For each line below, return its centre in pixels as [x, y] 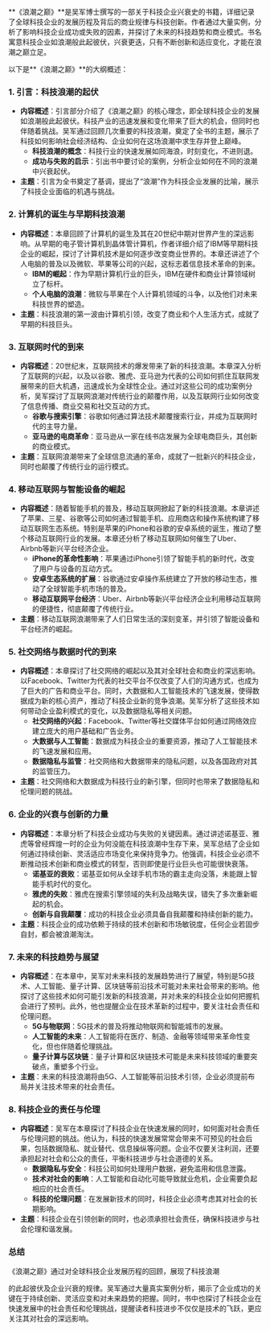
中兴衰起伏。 [53, 171]
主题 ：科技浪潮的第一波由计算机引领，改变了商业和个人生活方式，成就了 [139, 314]
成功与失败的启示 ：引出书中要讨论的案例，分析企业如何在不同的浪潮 [145, 161]
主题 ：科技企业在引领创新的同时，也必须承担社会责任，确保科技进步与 [136, 1219]
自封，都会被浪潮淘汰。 [59, 934]
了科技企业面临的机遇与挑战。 [69, 192]
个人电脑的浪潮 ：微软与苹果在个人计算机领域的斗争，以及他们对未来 [145, 294]
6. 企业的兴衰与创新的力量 [58, 814]
